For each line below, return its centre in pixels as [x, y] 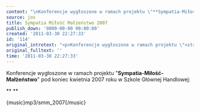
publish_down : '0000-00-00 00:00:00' [53, 28]
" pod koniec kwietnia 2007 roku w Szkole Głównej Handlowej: [114, 79]
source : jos [21, 17]
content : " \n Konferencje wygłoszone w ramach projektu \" [79, 12]
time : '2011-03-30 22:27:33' [42, 56]
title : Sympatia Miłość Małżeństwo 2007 [57, 23]
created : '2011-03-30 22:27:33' [46, 34]
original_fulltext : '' [34, 51]
